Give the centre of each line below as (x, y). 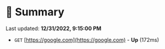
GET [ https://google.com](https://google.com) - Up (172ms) (87, 40)
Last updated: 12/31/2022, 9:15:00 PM (54, 28)
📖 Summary (35, 12)
